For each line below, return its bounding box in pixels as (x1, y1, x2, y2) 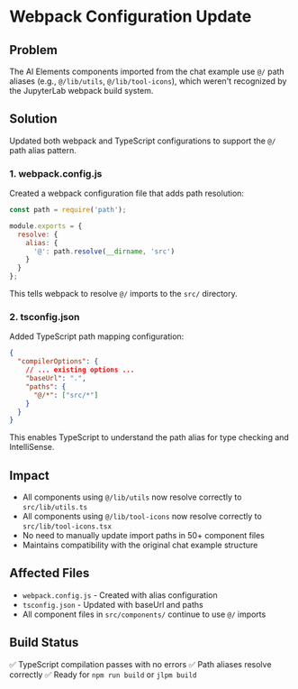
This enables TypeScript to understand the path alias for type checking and (9, 432, 290, 443)
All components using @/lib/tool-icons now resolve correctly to (22, 511, 263, 522)
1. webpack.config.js (9, 167, 103, 179)
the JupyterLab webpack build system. (9, 86, 154, 96)
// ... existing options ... (25, 365, 135, 375)
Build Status (9, 635, 79, 650)
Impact (9, 467, 50, 483)
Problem (9, 42, 59, 58)
